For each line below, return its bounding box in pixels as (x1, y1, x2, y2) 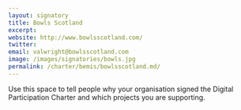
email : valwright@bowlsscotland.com (8, 48, 129, 56)
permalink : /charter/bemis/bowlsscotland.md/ (8, 63, 160, 71)
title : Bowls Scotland (8, 19, 83, 27)
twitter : (8, 41, 37, 49)
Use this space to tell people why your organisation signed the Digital (8, 84, 234, 93)
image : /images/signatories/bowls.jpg (8, 56, 136, 64)
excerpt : (8, 26, 37, 34)
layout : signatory (8, 11, 69, 20)
